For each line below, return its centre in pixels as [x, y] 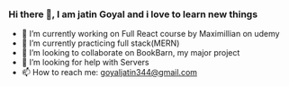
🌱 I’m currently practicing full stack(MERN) [100, 43]
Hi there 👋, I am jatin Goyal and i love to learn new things [133, 14]
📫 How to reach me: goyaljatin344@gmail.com [109, 73]
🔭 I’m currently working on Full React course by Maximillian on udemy [150, 34]
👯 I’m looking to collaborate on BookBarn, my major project [131, 53]
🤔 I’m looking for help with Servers [85, 63]
